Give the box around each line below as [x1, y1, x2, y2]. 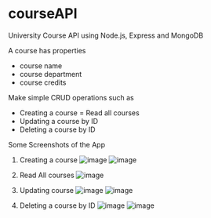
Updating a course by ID [19, 116, 99, 125]
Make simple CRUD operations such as [8, 93, 135, 102]
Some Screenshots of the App [8, 140, 106, 149]
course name [19, 60, 63, 71]
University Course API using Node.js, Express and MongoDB [8, 31, 204, 40]
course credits [19, 78, 67, 87]
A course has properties [8, 45, 86, 55]
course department [19, 69, 82, 78]
